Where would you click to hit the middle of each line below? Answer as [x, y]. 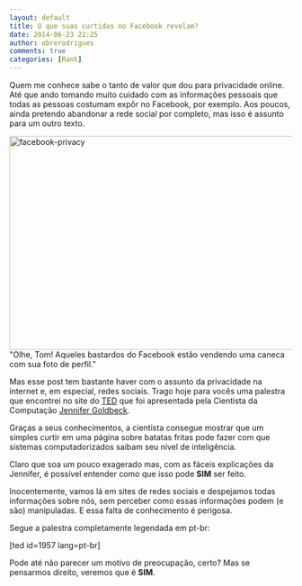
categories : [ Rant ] [46, 59]
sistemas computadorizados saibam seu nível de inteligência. [123, 447]
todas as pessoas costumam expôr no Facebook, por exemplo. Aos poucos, [150, 104]
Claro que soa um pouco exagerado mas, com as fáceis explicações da [142, 464]
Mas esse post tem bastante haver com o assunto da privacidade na [136, 382]
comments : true [38, 51]
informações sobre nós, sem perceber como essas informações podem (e [147, 501]
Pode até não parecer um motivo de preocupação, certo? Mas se [129, 563]
